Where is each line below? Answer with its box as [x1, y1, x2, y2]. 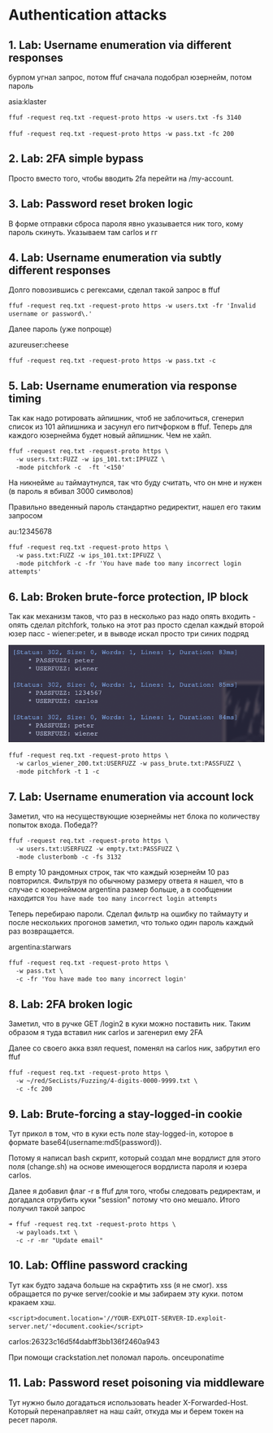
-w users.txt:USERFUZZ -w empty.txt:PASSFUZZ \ [15, 845, 180, 854]
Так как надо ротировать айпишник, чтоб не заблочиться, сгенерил [8, 413, 245, 423]
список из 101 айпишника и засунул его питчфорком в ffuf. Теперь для [8, 422, 253, 432]
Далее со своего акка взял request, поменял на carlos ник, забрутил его [8, 1043, 261, 1053]
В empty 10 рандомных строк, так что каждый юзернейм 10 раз [8, 867, 230, 877]
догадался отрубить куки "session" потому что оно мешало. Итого [8, 1195, 240, 1204]
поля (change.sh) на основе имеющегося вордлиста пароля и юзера [8, 1161, 248, 1171]
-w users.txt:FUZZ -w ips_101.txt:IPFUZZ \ [15, 456, 165, 464]
